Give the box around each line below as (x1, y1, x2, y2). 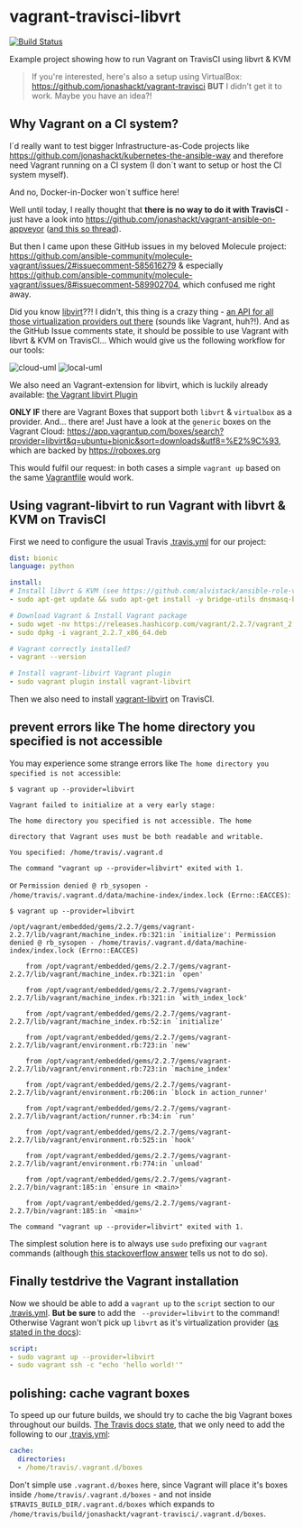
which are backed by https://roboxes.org (9, 445, 161, 456)
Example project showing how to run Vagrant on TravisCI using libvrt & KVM (9, 53, 291, 64)
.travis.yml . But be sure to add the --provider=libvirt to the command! (9, 1307, 280, 1318)
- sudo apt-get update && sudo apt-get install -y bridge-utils (9, 595, 256, 604)
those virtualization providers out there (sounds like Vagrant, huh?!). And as (9, 316, 290, 327)
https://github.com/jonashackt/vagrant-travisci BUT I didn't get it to (31, 80, 282, 91)
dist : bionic (9, 553, 59, 563)
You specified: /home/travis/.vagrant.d (9, 848, 164, 857)
